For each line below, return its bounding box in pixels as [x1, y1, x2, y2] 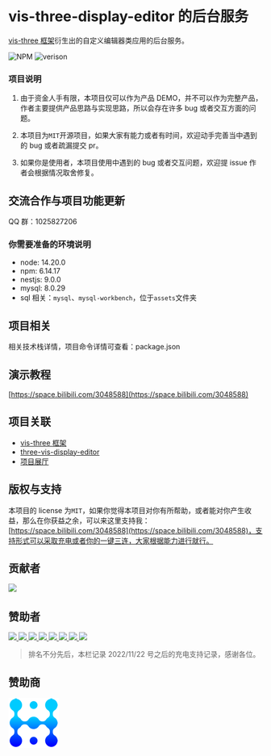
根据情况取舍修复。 [34, 168, 98, 178]
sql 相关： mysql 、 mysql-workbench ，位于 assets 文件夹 [19, 293, 198, 303]
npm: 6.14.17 [19, 266, 60, 276]
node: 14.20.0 [19, 257, 66, 267]
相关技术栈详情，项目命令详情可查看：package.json [8, 342, 181, 352]
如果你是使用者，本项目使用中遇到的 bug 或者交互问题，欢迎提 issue [19, 158, 248, 168]
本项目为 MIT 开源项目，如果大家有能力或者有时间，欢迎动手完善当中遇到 [19, 131, 258, 140]
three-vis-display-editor [19, 447, 100, 457]
